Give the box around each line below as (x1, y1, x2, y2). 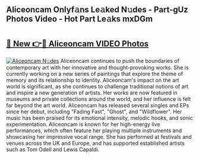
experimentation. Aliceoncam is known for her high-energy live (6, 121, 160, 128)
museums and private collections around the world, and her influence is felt (6, 96, 191, 103)
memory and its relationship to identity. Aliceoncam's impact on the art (6, 77, 179, 84)
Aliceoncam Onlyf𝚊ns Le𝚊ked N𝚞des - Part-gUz (6, 5, 188, 15)
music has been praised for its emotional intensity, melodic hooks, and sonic (6, 115, 193, 121)
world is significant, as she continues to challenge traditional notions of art (6, 83, 189, 90)
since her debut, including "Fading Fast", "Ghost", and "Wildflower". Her (6, 108, 182, 115)
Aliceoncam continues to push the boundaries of (60, 58, 180, 64)
